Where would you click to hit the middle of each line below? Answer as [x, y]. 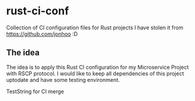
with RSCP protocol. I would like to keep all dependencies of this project [95, 74]
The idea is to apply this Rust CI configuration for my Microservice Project [97, 67]
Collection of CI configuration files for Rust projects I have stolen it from [95, 27]
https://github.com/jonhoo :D [42, 33]
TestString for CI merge [35, 91]
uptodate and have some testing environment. [63, 79]
